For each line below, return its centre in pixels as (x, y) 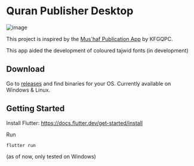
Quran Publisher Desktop (70, 11)
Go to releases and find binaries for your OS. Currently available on (89, 83)
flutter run (21, 145)
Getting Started (36, 109)
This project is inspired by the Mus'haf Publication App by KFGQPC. (90, 39)
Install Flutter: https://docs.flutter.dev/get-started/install (75, 123)
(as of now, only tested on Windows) (51, 156)
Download (25, 69)
